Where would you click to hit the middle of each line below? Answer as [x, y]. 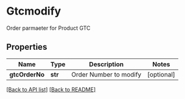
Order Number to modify [106, 74]
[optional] [161, 74]
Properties [27, 47]
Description [106, 64]
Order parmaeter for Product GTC [48, 28]
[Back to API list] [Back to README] [51, 89]
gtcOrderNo [27, 74]
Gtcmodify [34, 11]
